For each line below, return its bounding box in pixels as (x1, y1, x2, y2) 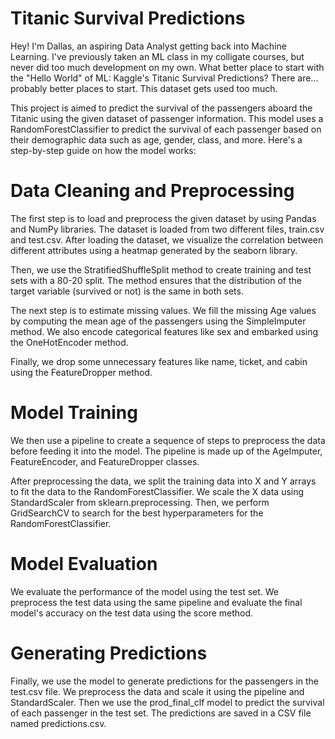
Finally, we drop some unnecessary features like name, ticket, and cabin (10, 355, 308, 367)
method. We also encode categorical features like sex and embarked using (10, 325, 319, 337)
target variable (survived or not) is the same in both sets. (10, 285, 244, 297)
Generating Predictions (10, 642, 208, 664)
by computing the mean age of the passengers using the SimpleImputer (10, 315, 307, 327)
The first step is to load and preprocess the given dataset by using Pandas (10, 212, 317, 224)
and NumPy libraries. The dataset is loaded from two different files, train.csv (10, 223, 325, 235)
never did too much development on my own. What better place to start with (10, 61, 325, 73)
